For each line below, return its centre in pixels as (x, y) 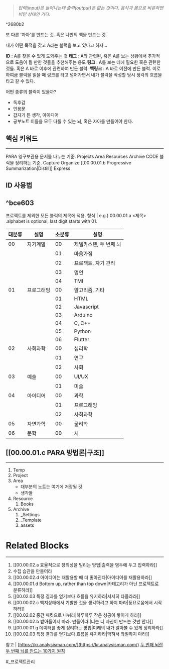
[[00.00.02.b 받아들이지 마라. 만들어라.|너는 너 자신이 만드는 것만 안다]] (83, 621)
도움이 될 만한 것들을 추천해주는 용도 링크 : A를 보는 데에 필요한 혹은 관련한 (88, 62)
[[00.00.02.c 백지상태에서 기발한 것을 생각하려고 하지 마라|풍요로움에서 (83, 602)
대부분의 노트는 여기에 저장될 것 (51, 487)
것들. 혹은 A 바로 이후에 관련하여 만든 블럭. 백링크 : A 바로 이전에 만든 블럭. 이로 (83, 68)
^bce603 (20, 203)
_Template (31, 520)
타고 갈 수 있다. (21, 81)
